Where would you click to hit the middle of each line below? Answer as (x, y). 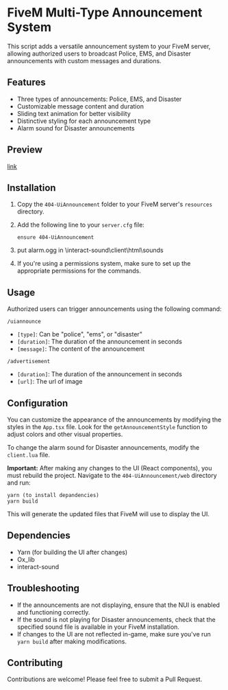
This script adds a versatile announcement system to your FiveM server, (109, 46)
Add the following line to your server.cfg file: (81, 225)
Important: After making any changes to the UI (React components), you (110, 468)
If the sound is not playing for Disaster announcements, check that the (116, 619)
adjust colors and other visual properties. (65, 434)
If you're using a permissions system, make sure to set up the (104, 264)
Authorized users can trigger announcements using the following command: (114, 309)
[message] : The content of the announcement (81, 349)
